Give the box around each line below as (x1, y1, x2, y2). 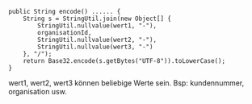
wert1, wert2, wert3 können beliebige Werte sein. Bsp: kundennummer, (8, 78, 245, 88)
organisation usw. (8, 87, 67, 96)
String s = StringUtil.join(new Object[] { (23, 15, 172, 23)
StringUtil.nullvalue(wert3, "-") (37, 43, 153, 51)
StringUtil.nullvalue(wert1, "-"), (37, 22, 157, 30)
